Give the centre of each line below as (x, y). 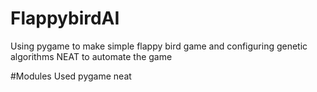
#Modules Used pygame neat (71, 76)
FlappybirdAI (65, 18)
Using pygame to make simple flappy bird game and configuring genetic (159, 46)
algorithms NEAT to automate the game (91, 56)
